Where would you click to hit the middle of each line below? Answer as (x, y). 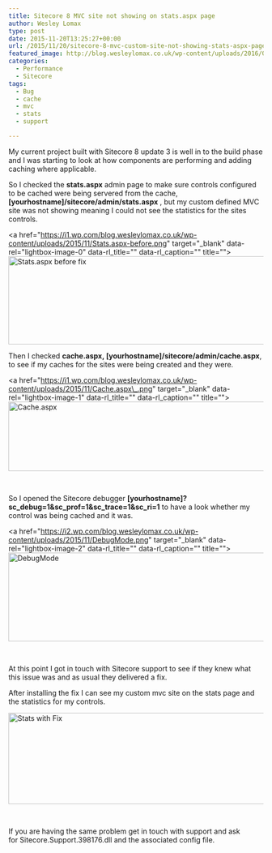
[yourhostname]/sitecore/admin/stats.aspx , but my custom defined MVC (134, 201)
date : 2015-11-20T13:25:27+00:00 (65, 39)
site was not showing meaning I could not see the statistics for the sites (127, 210)
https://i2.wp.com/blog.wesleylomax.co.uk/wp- (119, 531)
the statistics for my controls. (57, 701)
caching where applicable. (53, 169)
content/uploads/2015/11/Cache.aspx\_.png (81, 388)
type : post (27, 31)
